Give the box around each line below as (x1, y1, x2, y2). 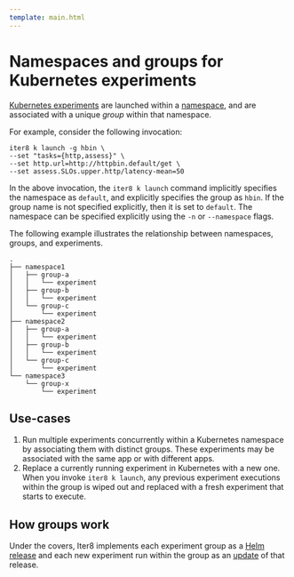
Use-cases (9, 411, 71, 426)
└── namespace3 (9, 371, 66, 381)
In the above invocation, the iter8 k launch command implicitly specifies (9, 182, 277, 193)
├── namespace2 (9, 317, 66, 325)
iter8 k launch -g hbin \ (9, 143, 105, 152)
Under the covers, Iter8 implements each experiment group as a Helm (9, 541, 265, 551)
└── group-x (25, 379, 69, 388)
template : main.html (9, 12, 86, 22)
